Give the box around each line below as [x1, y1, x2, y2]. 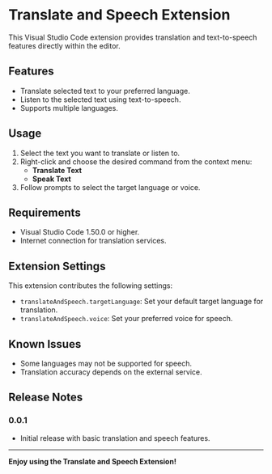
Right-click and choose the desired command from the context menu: [19, 156, 253, 167]
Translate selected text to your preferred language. [19, 86, 190, 95]
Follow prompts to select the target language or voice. [19, 182, 201, 192]
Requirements [8, 205, 81, 219]
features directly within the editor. [8, 40, 121, 50]
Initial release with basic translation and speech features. [19, 433, 210, 442]
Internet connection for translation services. [19, 236, 167, 246]
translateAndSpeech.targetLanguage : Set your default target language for [19, 297, 264, 307]
